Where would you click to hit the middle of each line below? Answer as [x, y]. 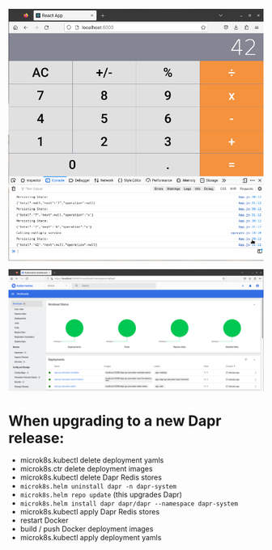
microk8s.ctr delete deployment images [86, 469]
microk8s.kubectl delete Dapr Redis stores [91, 477]
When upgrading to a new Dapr [115, 421]
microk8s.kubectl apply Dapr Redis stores [90, 512]
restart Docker [44, 520]
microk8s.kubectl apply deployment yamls [91, 538]
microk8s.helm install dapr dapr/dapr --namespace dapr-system [129, 504]
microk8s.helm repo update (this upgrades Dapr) [101, 495]
